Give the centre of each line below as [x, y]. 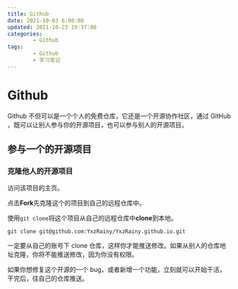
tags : [15, 47]
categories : [25, 34]
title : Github [28, 14]
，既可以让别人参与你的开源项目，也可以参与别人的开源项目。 [98, 124]
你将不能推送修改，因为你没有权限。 [85, 255]
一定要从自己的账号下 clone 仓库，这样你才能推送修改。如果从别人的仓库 [114, 246]
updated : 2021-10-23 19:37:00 [52, 27]
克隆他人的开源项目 [40, 171]
